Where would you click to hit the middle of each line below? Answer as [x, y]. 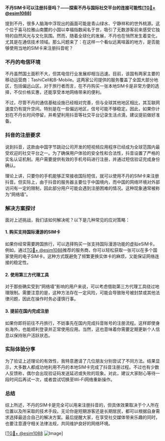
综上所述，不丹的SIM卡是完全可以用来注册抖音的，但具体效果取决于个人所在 [82, 405]
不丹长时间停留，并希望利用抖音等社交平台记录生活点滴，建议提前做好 [84, 115]
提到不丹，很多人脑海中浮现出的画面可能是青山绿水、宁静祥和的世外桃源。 [80, 23]
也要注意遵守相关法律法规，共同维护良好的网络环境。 [59, 424]
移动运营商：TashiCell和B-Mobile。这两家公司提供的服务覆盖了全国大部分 [80, 80]
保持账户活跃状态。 [33, 335]
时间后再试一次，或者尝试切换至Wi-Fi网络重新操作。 [62, 379]
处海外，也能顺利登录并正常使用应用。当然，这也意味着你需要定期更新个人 [80, 329]
